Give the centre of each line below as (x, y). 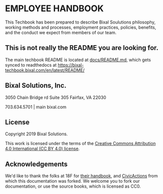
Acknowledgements (36, 164)
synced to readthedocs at (31, 65)
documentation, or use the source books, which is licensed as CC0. (73, 186)
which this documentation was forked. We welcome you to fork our (72, 181)
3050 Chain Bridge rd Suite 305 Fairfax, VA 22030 (56, 97)
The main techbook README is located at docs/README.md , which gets (78, 60)
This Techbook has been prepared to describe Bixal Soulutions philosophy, (80, 22)
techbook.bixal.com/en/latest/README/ (45, 70)
